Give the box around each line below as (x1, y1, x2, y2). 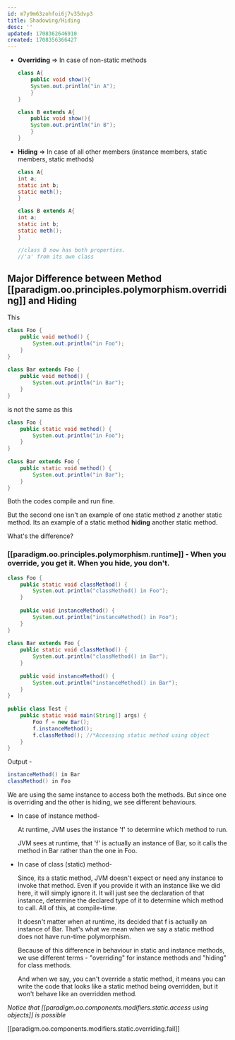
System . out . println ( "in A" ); (30, 82, 116, 90)
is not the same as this (7, 405, 73, 413)
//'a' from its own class (17, 253, 94, 260)
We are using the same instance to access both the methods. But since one (7, 790, 227, 799)
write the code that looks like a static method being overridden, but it (17, 982, 219, 991)
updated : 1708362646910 (7, 30, 78, 37)
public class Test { (7, 706, 68, 713)
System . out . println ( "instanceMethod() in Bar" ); (32, 679, 179, 686)
